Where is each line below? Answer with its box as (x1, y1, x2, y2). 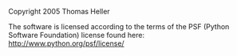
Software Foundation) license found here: (8, 31, 145, 39)
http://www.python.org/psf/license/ (8, 39, 125, 48)
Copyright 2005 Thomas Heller (8, 7, 110, 16)
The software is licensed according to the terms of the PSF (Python (8, 22, 230, 31)
